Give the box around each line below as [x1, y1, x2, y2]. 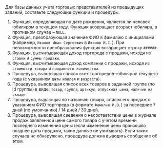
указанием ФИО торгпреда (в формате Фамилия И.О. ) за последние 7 [12, 102, 156, 107]
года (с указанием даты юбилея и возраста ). [12, 76, 102, 82]
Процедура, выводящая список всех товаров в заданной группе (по [12, 81, 155, 87]
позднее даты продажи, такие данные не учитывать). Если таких [12, 128, 148, 133]
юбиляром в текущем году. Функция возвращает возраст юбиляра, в [12, 24, 158, 30]
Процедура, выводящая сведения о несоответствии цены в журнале [12, 112, 157, 118]
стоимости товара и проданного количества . [12, 65, 100, 71]
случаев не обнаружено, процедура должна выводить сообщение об [12, 133, 158, 139]
